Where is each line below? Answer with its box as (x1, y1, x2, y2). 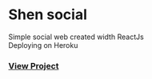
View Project (8, 60, 59, 71)
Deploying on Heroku (8, 40, 78, 49)
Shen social (8, 6, 88, 24)
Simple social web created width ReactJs (8, 32, 144, 41)
